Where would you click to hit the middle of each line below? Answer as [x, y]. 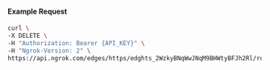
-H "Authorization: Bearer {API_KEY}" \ [77, 43]
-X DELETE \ [27, 36]
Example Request [37, 11]
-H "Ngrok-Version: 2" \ [49, 51]
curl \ [19, 28]
